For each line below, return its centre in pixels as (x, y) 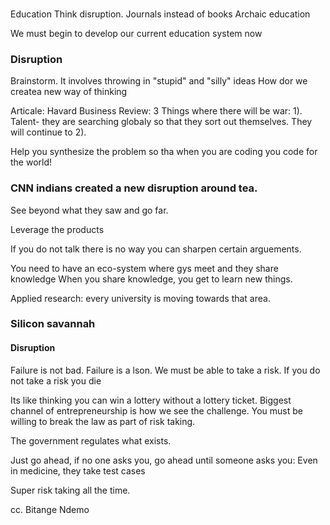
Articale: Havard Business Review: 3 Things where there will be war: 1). (156, 111)
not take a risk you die (56, 380)
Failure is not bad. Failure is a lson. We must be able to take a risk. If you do (165, 370)
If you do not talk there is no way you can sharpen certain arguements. (156, 249)
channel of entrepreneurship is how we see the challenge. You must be (156, 410)
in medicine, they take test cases (78, 470)
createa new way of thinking (69, 92)
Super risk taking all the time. (70, 490)
